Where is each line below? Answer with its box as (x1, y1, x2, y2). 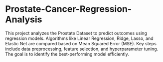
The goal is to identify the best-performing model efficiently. (5, 51, 129, 57)
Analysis (5, 14, 42, 25)
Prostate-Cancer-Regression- (5, 3, 132, 15)
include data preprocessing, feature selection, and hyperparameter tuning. (5, 46, 159, 52)
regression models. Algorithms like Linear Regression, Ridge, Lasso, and (5, 35, 154, 41)
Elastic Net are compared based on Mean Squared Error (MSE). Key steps (5, 40, 157, 46)
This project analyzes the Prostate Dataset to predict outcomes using (5, 30, 147, 36)
